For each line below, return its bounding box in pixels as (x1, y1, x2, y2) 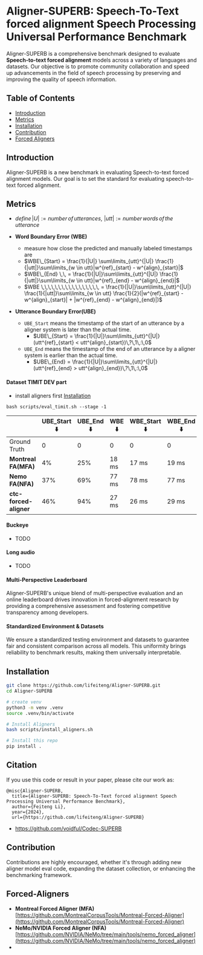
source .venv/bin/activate (6, 710, 74, 716)
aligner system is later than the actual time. (24, 326, 131, 333)
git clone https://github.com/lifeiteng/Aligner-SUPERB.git (6, 682, 161, 689)
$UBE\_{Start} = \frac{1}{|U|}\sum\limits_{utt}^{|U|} (33, 333, 160, 340)
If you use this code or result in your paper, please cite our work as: (6, 776, 175, 783)
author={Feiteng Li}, (11, 803, 66, 810)
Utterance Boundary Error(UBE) (14, 308, 97, 315)
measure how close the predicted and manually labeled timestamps (24, 245, 193, 252)
